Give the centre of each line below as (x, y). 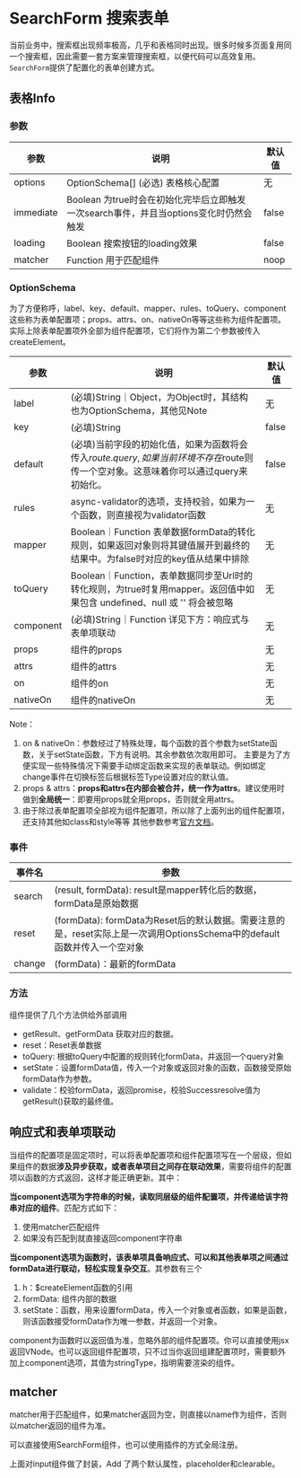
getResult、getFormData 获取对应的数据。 (100, 1034)
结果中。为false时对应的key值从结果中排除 (160, 559)
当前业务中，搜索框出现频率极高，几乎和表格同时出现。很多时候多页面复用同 (150, 45)
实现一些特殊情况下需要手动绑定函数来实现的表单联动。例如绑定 (148, 765)
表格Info (32, 98)
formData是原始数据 (96, 903)
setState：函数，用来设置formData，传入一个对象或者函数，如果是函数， (157, 1310)
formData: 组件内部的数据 (69, 1299)
